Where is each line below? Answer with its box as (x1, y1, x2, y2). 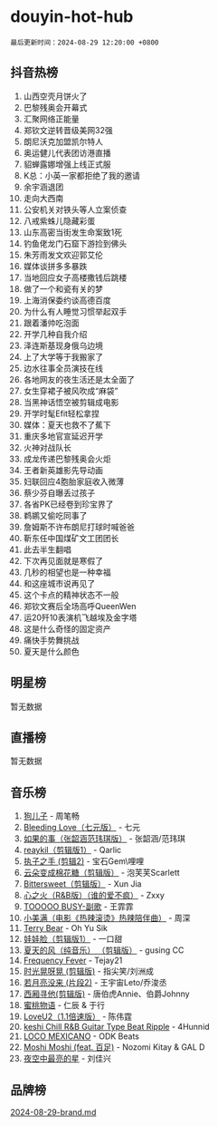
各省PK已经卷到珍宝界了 (23, 499, 114, 510)
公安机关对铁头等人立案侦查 (23, 204, 128, 215)
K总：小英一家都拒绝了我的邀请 (23, 170, 141, 180)
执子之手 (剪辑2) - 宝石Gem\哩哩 (23, 856, 145, 867)
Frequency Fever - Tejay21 (23, 955, 123, 966)
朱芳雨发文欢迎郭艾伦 (23, 249, 103, 260)
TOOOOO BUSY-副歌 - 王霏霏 (23, 901, 134, 912)
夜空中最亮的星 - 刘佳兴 (23, 1053, 112, 1064)
